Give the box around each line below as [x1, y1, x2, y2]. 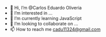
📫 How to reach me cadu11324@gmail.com [10, 26, 101, 32]
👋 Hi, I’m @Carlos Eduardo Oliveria [10, 5, 82, 10]
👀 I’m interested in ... [10, 10, 53, 16]
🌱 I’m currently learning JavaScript [10, 15, 82, 21]
